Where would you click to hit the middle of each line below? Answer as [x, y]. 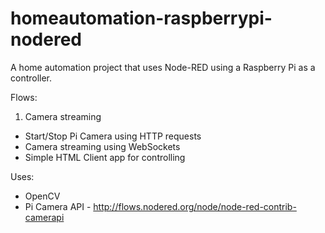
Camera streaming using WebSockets [102, 146]
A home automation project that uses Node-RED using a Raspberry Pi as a [163, 67]
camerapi [44, 217]
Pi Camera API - [58, 206]
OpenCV [42, 196]
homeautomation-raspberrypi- [141, 18]
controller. [31, 78]
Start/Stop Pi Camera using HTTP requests [113, 136]
